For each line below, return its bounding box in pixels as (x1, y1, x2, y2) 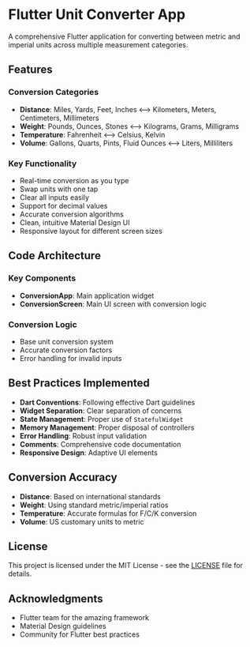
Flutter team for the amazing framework (19, 613, 150, 623)
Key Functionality (8, 158, 77, 169)
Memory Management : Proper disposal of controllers (19, 423, 195, 432)
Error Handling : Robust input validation (19, 431, 147, 440)
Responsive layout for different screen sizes (19, 226, 163, 235)
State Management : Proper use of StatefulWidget (19, 414, 184, 423)
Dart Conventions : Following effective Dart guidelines (19, 397, 196, 407)
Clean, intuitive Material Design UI (19, 217, 130, 227)
